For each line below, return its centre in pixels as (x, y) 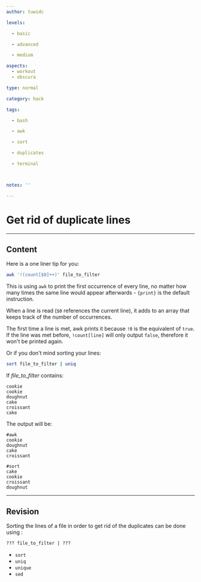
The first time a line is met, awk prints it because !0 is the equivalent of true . (100, 329)
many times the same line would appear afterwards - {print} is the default (98, 293)
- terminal (25, 164)
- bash (20, 121)
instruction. (20, 299)
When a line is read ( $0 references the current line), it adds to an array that (98, 311)
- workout (24, 72)
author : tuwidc (25, 12)
